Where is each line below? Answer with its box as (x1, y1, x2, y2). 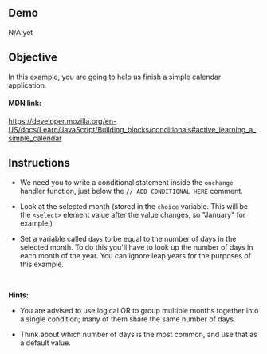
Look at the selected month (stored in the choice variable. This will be (19, 201, 249, 210)
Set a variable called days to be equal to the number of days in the (19, 234, 237, 243)
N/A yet (8, 27, 33, 37)
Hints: (8, 290, 29, 300)
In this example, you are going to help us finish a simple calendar (8, 72, 222, 81)
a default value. (19, 338, 72, 348)
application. (8, 80, 47, 90)
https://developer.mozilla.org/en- (8, 116, 117, 126)
